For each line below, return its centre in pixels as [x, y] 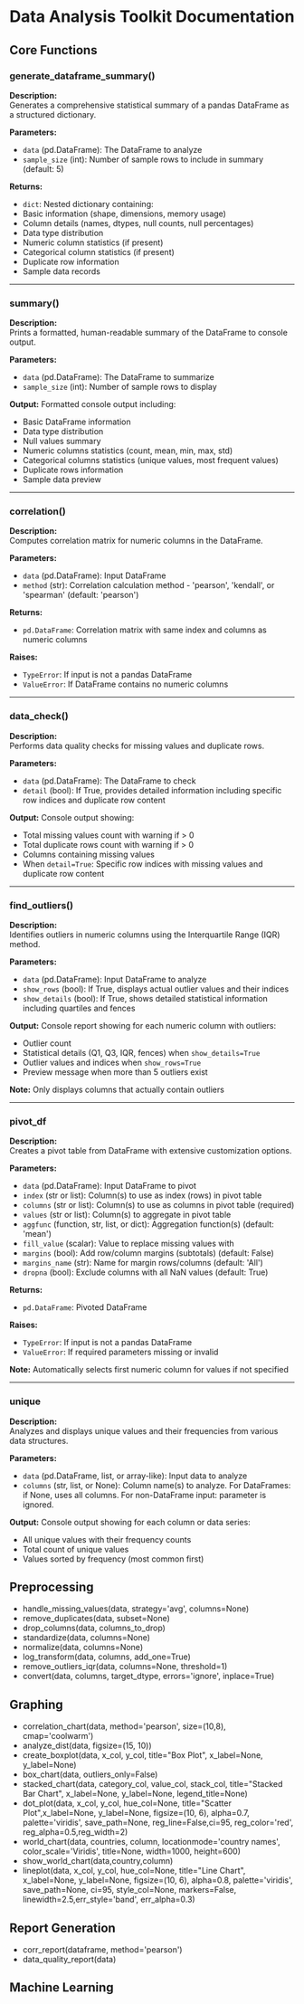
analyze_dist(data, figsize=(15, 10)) [87, 1746]
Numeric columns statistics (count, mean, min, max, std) [128, 451]
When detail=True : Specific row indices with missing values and [143, 864]
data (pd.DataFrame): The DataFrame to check [109, 781]
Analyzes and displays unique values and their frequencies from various [144, 1430]
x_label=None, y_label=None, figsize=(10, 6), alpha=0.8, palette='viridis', [157, 1880]
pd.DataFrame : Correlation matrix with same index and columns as [144, 630]
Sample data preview [62, 480]
